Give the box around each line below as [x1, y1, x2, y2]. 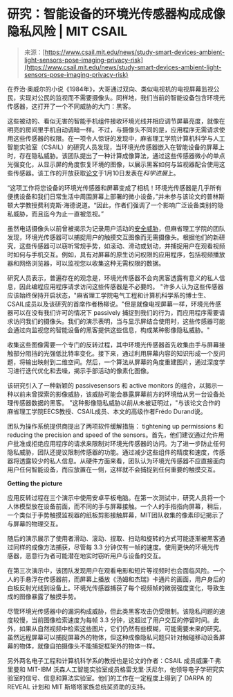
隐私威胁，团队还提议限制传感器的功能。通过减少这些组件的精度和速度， [7, 448, 213, 456]
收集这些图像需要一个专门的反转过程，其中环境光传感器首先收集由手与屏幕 [7, 341, 219, 349]
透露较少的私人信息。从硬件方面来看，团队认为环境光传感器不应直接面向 [19, 456, 225, 465]
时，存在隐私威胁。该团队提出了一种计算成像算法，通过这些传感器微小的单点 [7, 151, 225, 160]
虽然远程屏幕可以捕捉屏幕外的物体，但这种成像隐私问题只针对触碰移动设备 [7, 633, 219, 642]
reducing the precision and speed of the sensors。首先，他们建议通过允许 [7, 431, 218, 439]
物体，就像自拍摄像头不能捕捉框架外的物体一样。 [19, 642, 159, 650]
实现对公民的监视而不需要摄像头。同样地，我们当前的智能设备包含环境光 [19, 93, 225, 101]
